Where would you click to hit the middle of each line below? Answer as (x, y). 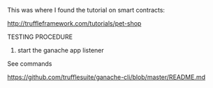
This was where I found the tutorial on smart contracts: (86, 10)
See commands (30, 64)
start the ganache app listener (61, 50)
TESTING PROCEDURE (40, 37)
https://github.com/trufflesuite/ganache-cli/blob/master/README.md (106, 77)
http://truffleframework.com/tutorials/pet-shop (74, 23)
